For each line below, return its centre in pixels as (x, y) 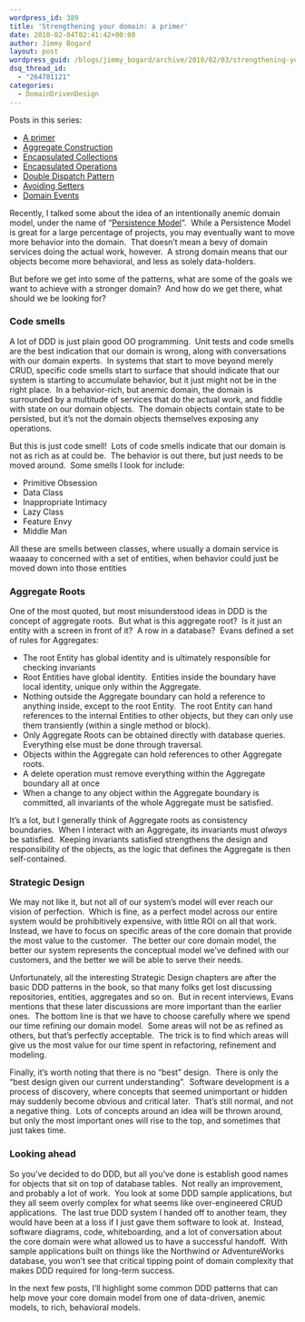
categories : (32, 85)
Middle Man (45, 531)
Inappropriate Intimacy (64, 502)
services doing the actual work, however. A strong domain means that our (148, 252)
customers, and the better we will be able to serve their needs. (126, 960)
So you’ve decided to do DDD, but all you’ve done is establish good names (149, 1174)
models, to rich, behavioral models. (75, 1307)
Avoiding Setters (53, 185)
